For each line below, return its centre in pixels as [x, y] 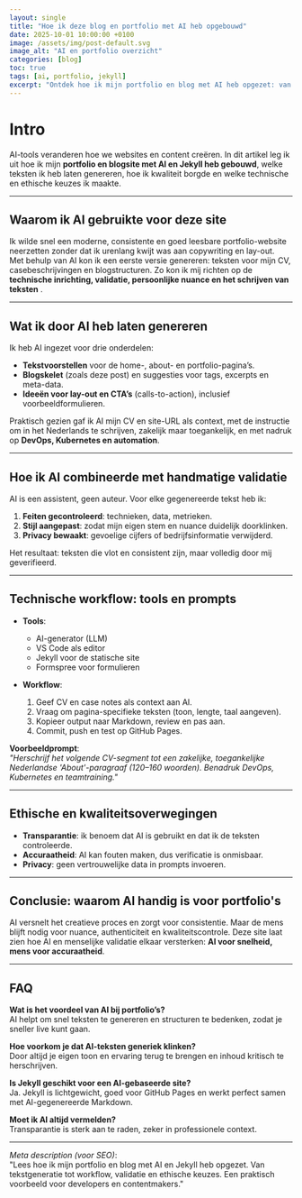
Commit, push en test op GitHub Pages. [109, 730]
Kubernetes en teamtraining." [64, 777]
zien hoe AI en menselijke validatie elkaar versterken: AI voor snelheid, [141, 942]
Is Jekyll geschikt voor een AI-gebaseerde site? [100, 1084]
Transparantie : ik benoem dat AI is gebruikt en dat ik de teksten [141, 836]
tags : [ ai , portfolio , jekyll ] [68, 77]
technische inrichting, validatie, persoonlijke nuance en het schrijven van [149, 279]
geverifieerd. [33, 562]
